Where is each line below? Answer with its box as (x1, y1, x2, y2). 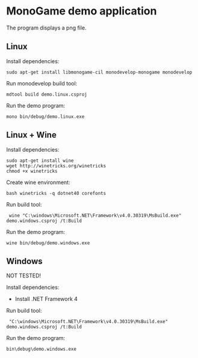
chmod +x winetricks (6, 168, 58, 174)
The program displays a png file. (6, 24, 87, 31)
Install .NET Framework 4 (14, 295, 78, 303)
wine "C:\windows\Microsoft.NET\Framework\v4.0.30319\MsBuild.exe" (8, 212, 182, 218)
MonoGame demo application (6, 4, 157, 18)
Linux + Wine (6, 130, 57, 140)
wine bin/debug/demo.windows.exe (6, 239, 90, 246)
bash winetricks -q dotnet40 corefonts (6, 190, 107, 196)
